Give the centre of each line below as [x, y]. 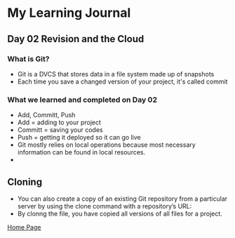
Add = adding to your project [59, 123]
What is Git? [28, 59]
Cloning [25, 181]
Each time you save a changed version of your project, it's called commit [122, 81]
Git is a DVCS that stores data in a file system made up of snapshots [116, 74]
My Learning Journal [69, 13]
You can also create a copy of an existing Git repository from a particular [122, 199]
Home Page [24, 227]
